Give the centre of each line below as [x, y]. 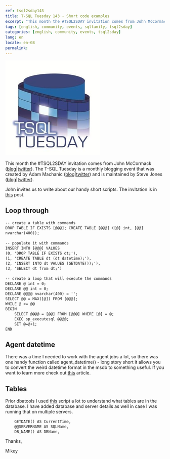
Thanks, [14, 441]
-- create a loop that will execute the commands [59, 278]
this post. [15, 194]
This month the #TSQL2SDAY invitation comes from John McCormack [78, 163]
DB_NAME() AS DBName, [37, 432]
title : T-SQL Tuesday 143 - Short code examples [57, 16]
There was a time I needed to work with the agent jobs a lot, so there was [82, 357]
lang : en [14, 37]
